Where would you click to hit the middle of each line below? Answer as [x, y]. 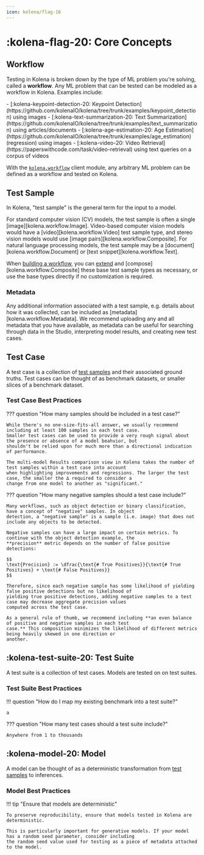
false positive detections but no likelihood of [69, 591]
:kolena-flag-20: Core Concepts [89, 42]
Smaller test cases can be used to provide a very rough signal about [98, 435]
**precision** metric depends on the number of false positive [88, 543]
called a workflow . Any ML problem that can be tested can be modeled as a [102, 85]
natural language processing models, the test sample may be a [85, 245]
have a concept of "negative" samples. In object [71, 511]
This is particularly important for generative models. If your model [98, 831]
